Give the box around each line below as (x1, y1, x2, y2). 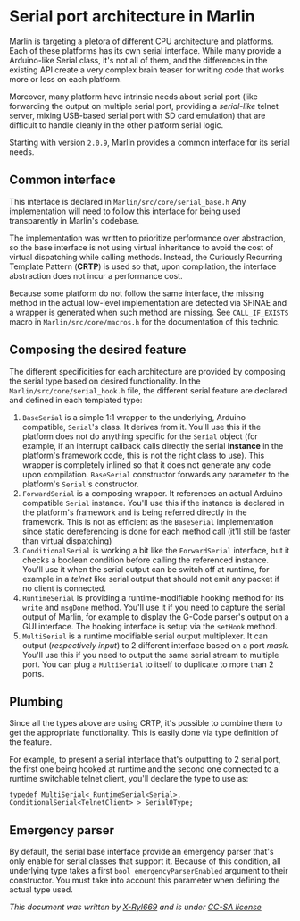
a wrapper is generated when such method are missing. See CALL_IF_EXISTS (9, 307, 289, 317)
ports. (21, 668, 45, 679)
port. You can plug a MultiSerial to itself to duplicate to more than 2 (21, 659, 274, 670)
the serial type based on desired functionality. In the (9, 376, 201, 386)
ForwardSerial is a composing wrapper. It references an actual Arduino (21, 487, 283, 498)
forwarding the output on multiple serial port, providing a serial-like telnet (9, 100, 279, 111)
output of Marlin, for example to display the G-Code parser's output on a (21, 611, 289, 622)
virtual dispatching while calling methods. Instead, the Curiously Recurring (9, 251, 283, 262)
